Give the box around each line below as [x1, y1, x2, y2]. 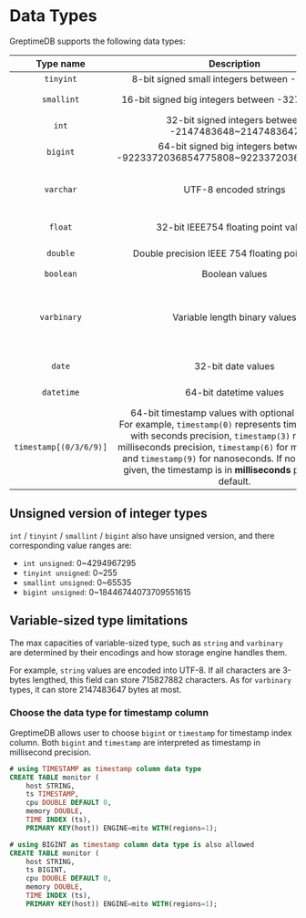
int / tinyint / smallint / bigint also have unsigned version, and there [9, 530, 275, 541]
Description [208, 57, 261, 69]
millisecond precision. [9, 747, 92, 758]
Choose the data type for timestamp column [9, 707, 209, 719]
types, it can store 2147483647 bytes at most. [9, 684, 182, 695]
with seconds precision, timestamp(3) [130, 429, 291, 442]
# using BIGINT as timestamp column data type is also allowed [9, 840, 255, 849]
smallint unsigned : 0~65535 [22, 576, 132, 588]
